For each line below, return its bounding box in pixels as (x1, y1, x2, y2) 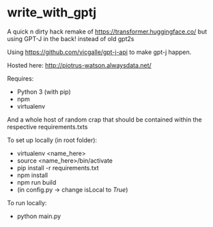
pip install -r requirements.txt (16, 163, 99, 172)
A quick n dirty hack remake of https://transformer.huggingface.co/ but (7, 27, 208, 36)
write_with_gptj (7, 5, 97, 21)
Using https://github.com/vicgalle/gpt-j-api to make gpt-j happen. (7, 48, 192, 56)
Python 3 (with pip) (16, 88, 72, 96)
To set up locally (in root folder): (7, 135, 98, 144)
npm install (16, 171, 48, 179)
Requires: (7, 74, 34, 83)
